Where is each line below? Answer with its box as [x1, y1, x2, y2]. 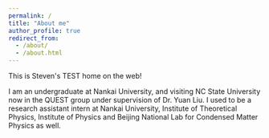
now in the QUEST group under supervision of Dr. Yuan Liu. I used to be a [8, 95, 251, 104]
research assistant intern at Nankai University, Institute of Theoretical [8, 103, 238, 113]
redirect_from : [8, 34, 59, 43]
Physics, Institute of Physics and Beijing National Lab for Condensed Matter [8, 112, 259, 121]
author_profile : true [8, 26, 81, 34]
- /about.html [15, 49, 63, 57]
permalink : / [8, 11, 52, 20]
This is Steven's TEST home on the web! [8, 71, 142, 80]
